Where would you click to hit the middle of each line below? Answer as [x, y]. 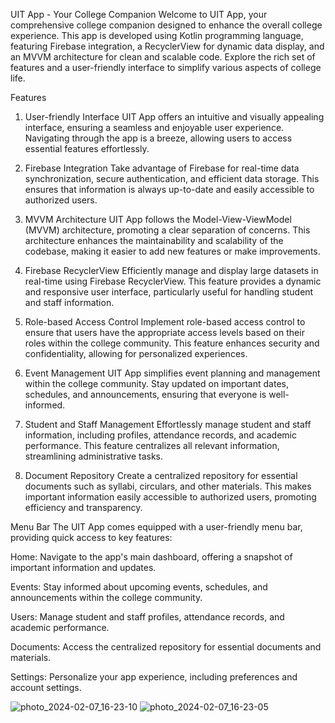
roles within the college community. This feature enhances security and [172, 343]
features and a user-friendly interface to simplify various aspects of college [166, 67]
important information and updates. [83, 567]
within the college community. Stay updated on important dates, [156, 383]
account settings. [46, 687]
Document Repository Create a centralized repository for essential [161, 475]
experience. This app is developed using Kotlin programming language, [157, 35]
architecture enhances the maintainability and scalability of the [154, 240]
